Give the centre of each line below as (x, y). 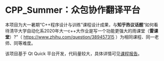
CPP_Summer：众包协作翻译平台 (73, 10)
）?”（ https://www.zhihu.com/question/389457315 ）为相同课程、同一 (82, 37)
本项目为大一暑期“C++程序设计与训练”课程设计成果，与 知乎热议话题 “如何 (80, 25)
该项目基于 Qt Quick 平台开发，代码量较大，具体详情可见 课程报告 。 (74, 53)
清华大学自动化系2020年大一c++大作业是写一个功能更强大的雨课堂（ (79, 30)
